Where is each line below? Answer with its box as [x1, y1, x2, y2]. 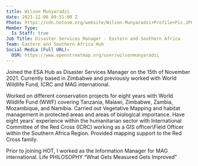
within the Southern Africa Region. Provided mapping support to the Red [6, 130, 182, 137]
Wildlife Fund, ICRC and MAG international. [6, 80, 110, 88]
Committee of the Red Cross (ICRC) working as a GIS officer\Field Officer [6, 123, 184, 130]
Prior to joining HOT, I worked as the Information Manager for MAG [6, 147, 168, 154]
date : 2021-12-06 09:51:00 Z [6, 14, 78, 20]
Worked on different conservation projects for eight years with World [6, 92, 173, 99]
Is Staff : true [11, 31, 49, 36]
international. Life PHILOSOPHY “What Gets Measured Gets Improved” [6, 153, 177, 160]
